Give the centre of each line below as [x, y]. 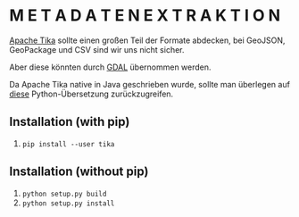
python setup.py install [68, 203]
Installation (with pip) [70, 122]
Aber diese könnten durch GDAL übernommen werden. [110, 67]
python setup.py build [64, 194]
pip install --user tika [68, 144]
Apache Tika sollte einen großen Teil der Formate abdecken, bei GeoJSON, [147, 40]
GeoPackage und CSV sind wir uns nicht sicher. [97, 49]
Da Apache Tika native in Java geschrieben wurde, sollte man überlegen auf [149, 84]
